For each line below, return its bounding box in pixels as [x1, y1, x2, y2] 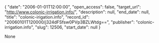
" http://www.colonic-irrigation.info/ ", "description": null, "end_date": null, [4, 9, 150, 15]
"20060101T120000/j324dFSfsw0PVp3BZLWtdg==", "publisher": [4, 19, 135, 25]
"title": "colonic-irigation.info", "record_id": [4, 14, 90, 20]
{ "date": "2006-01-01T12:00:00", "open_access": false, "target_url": [4, 4, 141, 10]
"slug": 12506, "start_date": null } [35, 24, 101, 30]
